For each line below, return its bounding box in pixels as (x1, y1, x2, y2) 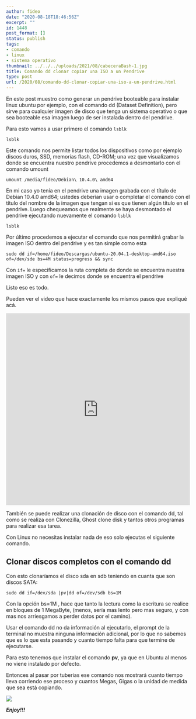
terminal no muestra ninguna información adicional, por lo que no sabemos (6, 630, 187, 637)
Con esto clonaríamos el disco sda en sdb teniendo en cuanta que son (6, 572, 176, 579)
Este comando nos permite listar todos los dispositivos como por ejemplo (6, 147, 183, 154)
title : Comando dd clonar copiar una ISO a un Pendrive (6, 68, 145, 74)
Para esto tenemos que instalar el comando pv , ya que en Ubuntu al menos (6, 653, 187, 661)
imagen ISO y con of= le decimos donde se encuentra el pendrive (6, 273, 164, 280)
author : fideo (6, 8, 41, 15)
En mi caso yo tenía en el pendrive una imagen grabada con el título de (6, 187, 177, 194)
